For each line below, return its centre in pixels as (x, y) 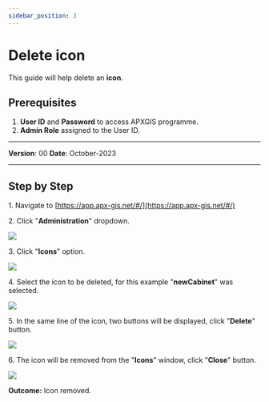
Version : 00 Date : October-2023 (62, 154)
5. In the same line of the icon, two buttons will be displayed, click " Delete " (132, 321)
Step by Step (41, 186)
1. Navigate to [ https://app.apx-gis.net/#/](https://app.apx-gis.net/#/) (122, 206)
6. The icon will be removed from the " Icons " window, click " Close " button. (132, 360)
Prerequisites (42, 102)
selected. (24, 291)
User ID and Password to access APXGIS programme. (109, 122)
